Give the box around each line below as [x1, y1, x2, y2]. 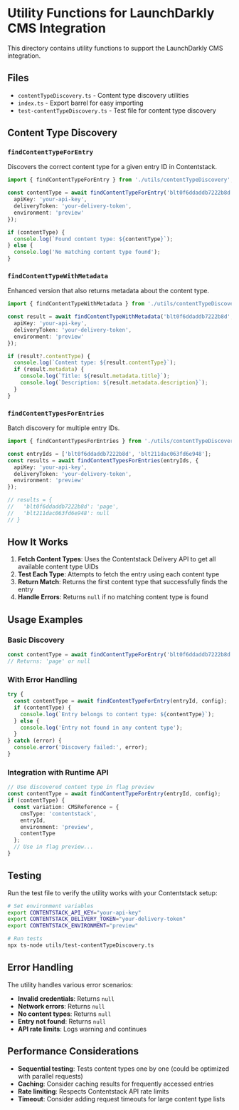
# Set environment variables [7, 902, 94, 910]
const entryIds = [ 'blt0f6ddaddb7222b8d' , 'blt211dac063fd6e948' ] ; [7, 450, 212, 457]
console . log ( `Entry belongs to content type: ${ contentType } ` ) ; [20, 711, 215, 718]
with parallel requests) [17, 1071, 83, 1080]
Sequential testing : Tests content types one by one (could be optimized [17, 1064, 230, 1073]
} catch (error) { [7, 737, 62, 745]
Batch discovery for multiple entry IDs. [7, 424, 120, 432]
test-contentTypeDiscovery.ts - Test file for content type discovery [17, 106, 217, 115]
